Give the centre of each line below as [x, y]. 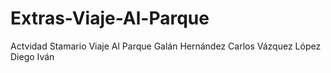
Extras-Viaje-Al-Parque [110, 18]
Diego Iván [32, 56]
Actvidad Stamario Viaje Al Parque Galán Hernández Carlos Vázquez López [166, 46]
